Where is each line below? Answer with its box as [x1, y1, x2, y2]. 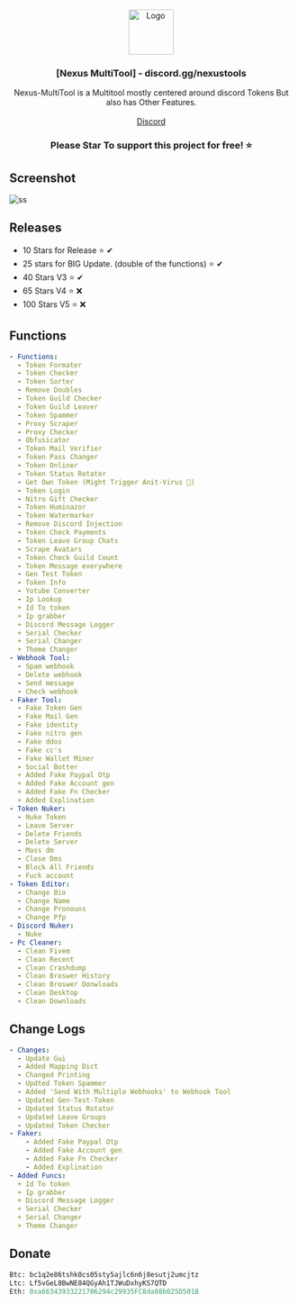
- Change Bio [17, 888, 67, 897]
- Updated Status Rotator [17, 1104, 115, 1113]
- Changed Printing [17, 1071, 91, 1080]
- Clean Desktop [17, 989, 78, 998]
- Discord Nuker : [9, 921, 75, 931]
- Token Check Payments [17, 528, 106, 538]
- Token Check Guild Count [17, 553, 119, 562]
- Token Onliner [17, 461, 78, 470]
